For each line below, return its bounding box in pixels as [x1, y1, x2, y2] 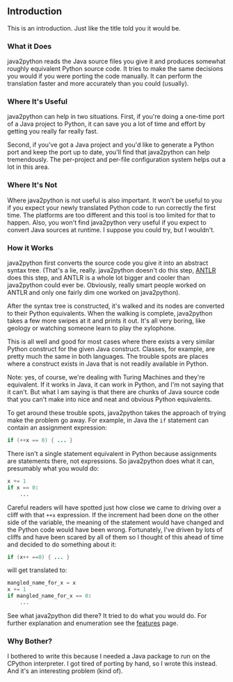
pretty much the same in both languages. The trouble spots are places [7, 352, 209, 360]
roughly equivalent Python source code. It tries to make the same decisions [7, 65, 224, 73]
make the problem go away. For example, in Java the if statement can [7, 416, 209, 424]
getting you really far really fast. [7, 127, 99, 136]
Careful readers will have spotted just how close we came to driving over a [7, 503, 221, 512]
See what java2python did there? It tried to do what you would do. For [7, 611, 207, 619]
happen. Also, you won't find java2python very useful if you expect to [7, 218, 207, 227]
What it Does [7, 41, 52, 51]
